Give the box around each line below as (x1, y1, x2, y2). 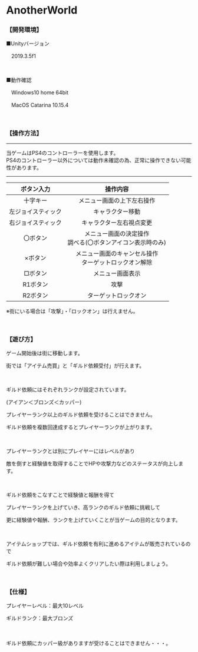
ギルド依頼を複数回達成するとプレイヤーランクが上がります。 (6, 423, 156, 431)
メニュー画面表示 (93, 269, 141, 277)
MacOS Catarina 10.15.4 (11, 101, 69, 109)
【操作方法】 (6, 129, 43, 137)
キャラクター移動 (93, 207, 141, 216)
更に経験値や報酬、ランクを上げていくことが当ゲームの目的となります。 (6, 517, 181, 524)
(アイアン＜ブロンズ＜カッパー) (6, 399, 82, 406)
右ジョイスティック (9, 219, 62, 227)
